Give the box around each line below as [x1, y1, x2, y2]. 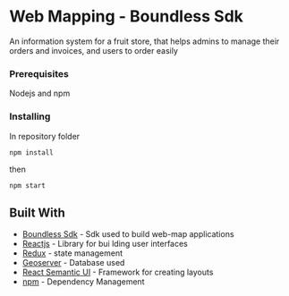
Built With [9, 205, 65, 220]
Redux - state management [21, 248, 123, 258]
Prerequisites [9, 67, 69, 80]
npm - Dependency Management [21, 276, 145, 287]
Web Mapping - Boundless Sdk [9, 6, 244, 27]
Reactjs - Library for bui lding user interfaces [21, 239, 188, 249]
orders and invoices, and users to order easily [9, 45, 179, 55]
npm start [9, 181, 47, 190]
